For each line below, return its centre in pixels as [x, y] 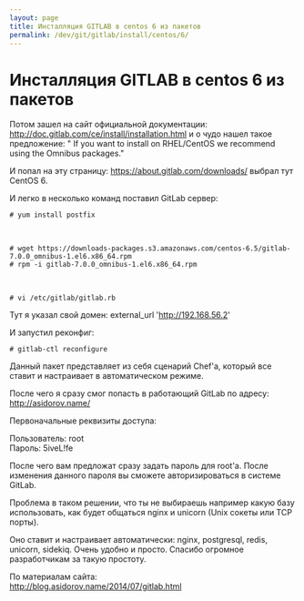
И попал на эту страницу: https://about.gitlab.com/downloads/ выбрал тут [152, 171]
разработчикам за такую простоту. [78, 559]
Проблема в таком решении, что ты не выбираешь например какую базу [152, 503]
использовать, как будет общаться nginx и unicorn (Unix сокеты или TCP [151, 513]
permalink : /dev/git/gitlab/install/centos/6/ [99, 35]
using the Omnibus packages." [67, 153]
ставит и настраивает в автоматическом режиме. [106, 376]
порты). [24, 522]
